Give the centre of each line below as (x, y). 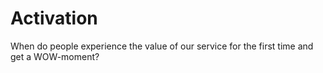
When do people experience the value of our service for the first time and (162, 46)
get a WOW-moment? (55, 56)
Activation (54, 18)
